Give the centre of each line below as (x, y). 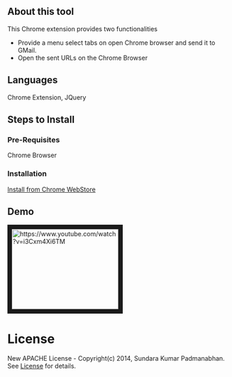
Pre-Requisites (34, 139)
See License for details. (42, 366)
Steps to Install (41, 120)
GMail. (27, 50)
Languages (33, 80)
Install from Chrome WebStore (51, 189)
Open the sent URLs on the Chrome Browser (82, 58)
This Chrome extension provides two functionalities (83, 28)
